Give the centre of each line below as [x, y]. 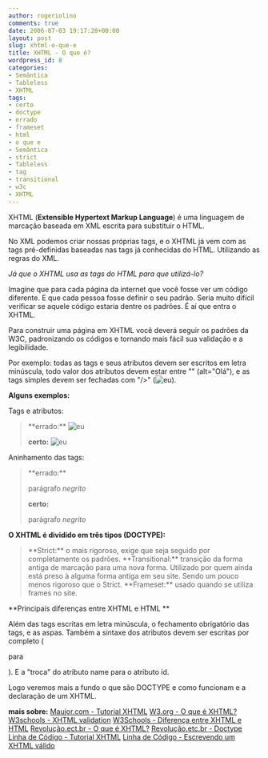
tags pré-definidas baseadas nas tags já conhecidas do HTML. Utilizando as [134, 250]
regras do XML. [34, 258]
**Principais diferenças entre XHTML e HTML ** [89, 608]
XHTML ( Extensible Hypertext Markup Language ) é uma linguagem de [127, 217]
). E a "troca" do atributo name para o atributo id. [89, 672]
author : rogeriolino [43, 16]
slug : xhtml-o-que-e [43, 46]
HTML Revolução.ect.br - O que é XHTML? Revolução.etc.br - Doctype [125, 728]
